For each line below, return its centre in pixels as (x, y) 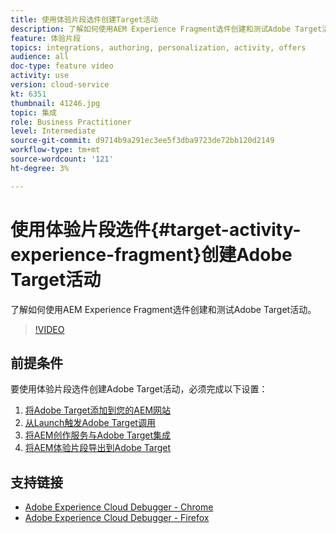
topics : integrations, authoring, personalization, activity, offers (158, 47)
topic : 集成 (33, 112)
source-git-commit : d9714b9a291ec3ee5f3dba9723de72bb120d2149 (142, 141)
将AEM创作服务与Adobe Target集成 (98, 435)
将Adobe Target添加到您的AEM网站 (98, 410)
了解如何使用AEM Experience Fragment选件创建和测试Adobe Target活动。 (163, 309)
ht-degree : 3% (40, 168)
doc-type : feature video (62, 66)
